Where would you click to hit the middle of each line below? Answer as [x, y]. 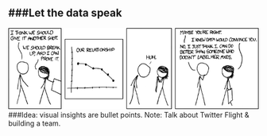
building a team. [35, 123]
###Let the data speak [65, 13]
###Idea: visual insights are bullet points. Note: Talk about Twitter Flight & [129, 115]
